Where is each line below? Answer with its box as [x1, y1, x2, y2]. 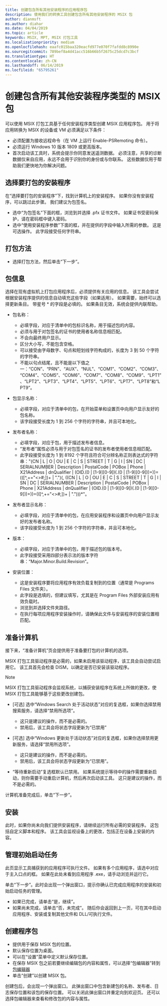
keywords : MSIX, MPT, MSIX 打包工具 [5, 35, 78, 40]
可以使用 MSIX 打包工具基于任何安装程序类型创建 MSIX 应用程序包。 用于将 [5, 120, 160, 126]
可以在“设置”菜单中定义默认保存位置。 [12, 954, 91, 960]
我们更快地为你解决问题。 [16, 162, 70, 168]
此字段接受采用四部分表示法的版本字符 [19, 552, 98, 558]
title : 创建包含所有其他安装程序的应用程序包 [5, 7, 88, 12]
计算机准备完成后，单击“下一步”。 [5, 792, 75, 798]
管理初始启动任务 [5, 851, 58, 859]
